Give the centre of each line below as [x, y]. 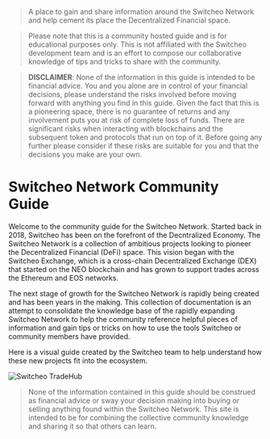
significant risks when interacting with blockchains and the [125, 129]
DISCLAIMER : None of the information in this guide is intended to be [141, 77]
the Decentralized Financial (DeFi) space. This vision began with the [121, 252]
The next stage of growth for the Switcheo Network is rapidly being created [134, 293]
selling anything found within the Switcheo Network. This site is [133, 409]
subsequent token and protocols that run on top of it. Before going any [145, 137]
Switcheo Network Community [114, 187]
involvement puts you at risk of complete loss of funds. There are [136, 120]
